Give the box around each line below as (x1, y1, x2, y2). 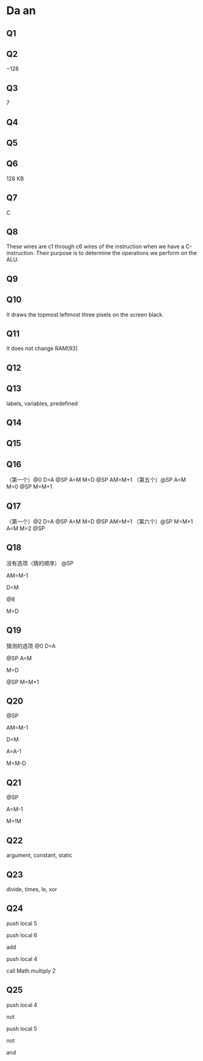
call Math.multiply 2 (6, 967, 56, 975)
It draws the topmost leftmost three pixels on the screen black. (6, 311, 164, 318)
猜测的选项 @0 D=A (6, 642, 56, 650)
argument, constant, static (6, 851, 73, 859)
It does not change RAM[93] (6, 344, 78, 352)
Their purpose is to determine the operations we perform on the (35, 249, 197, 257)
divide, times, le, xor (6, 885, 57, 892)
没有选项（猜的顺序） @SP (6, 559, 74, 567)
